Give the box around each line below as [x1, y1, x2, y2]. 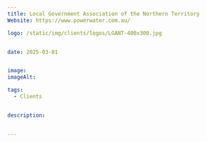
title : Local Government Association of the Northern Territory [7, 10, 200, 18]
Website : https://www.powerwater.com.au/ [7, 17, 131, 24]
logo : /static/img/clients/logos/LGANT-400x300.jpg [7, 30, 162, 37]
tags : [7, 86, 23, 93]
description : [7, 112, 46, 119]
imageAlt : [7, 74, 37, 81]
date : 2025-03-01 [7, 49, 58, 56]
